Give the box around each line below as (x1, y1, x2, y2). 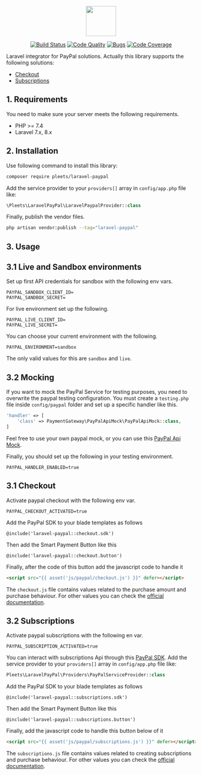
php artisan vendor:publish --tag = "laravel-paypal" (6, 225, 138, 231)
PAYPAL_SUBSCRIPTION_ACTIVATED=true (6, 643, 98, 649)
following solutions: (6, 59, 55, 66)
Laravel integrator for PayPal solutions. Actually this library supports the (6, 53, 185, 60)
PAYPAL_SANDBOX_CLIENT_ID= (6, 289, 74, 296)
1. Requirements (6, 94, 68, 105)
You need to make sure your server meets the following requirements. (6, 110, 179, 117)
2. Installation (6, 146, 59, 156)
